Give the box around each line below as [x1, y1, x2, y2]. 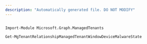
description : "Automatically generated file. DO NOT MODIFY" [5, 7, 135, 12]
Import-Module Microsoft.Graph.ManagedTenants [5, 25, 104, 30]
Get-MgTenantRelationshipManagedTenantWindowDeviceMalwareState [5, 34, 142, 39]
